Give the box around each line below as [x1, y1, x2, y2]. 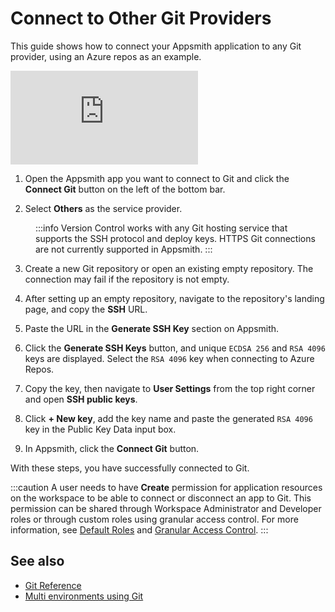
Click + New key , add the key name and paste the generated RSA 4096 [24, 412, 313, 424]
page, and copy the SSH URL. [24, 303, 148, 315]
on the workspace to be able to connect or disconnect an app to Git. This [10, 492, 312, 504]
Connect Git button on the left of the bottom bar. [24, 183, 226, 195]
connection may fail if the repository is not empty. [24, 273, 230, 285]
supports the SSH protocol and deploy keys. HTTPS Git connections [35, 232, 316, 244]
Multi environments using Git [24, 590, 144, 602]
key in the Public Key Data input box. [24, 423, 177, 435]
